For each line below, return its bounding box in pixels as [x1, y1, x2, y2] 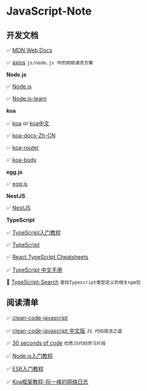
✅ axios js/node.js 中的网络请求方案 [6, 59, 94, 66]
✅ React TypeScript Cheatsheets [6, 253, 89, 260]
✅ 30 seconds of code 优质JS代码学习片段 [6, 339, 106, 347]
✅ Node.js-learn [6, 95, 47, 102]
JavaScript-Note [6, 4, 92, 18]
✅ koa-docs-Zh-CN [6, 132, 56, 139]
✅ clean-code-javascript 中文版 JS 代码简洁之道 [6, 327, 123, 334]
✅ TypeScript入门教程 [6, 229, 61, 236]
